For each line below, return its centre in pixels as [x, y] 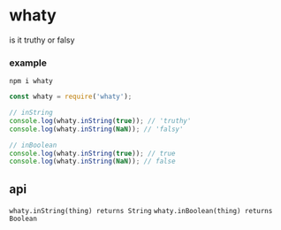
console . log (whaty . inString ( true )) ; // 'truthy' [100, 120]
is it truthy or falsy [42, 40]
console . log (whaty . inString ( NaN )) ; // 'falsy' [96, 129]
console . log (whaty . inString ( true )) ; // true [92, 153]
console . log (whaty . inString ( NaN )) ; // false [92, 161]
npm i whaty [31, 81]
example [28, 63]
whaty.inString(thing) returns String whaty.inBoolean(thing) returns [141, 211]
